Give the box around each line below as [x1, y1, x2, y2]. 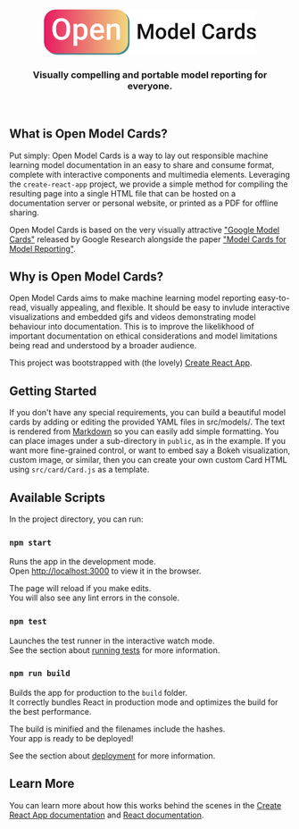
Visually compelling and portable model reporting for [32, 69, 268, 81]
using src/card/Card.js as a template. [9, 465, 150, 475]
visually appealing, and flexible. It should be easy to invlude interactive [29, 302, 290, 313]
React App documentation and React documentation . [9, 809, 204, 820]
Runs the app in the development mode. [9, 557, 156, 567]
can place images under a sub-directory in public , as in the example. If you [9, 436, 287, 447]
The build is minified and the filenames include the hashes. [9, 724, 226, 734]
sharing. [9, 206, 40, 218]
